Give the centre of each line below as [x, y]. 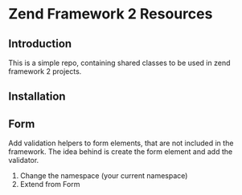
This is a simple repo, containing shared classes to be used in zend [119, 63]
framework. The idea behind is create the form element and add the [121, 152]
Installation [37, 97]
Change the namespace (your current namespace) [104, 176]
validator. [24, 160]
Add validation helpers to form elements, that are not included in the [121, 143]
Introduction [40, 44]
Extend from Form [50, 185]
